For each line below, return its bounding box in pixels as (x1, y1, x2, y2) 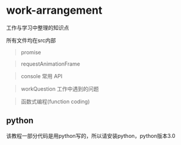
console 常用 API (20, 72, 63, 79)
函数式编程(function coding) (20, 98, 90, 105)
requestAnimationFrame (20, 60, 81, 67)
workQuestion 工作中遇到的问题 (20, 85, 99, 92)
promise (20, 48, 42, 55)
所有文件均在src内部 (6, 36, 56, 44)
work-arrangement (6, 4, 103, 17)
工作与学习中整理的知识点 (6, 24, 69, 31)
